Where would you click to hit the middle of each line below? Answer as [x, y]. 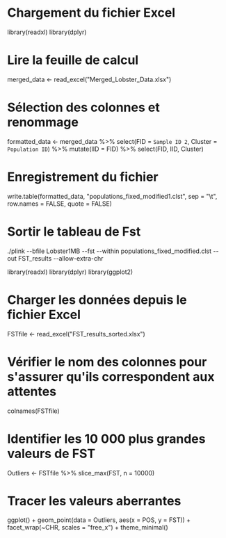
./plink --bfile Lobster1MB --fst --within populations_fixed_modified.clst [110, 251]
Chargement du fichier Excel [91, 13]
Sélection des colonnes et [83, 107]
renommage [43, 122]
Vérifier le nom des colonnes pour [107, 362]
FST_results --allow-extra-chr [61, 258]
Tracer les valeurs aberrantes [94, 501]
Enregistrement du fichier [83, 177]
